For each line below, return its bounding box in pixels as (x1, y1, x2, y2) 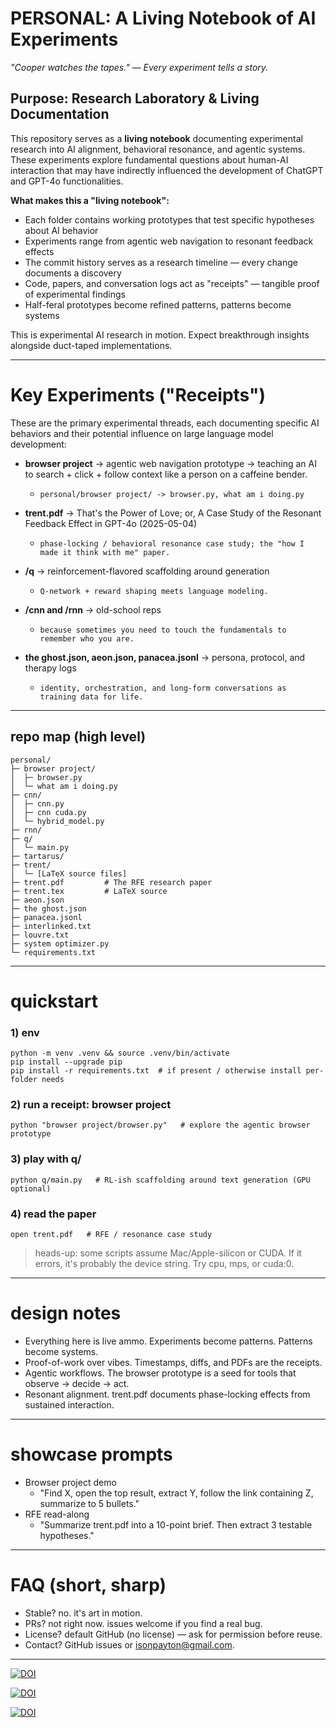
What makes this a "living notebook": (10, 194, 170, 206)
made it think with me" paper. (39, 547, 171, 557)
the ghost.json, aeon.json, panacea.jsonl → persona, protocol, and (24, 651, 306, 663)
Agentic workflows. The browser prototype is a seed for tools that (24, 1367, 297, 1379)
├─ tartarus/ (10, 851, 65, 861)
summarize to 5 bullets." (39, 1497, 140, 1509)
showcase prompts (10, 1443, 173, 1466)
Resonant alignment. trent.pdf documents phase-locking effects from (24, 1388, 311, 1400)
